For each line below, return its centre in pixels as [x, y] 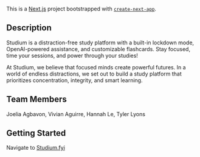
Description [29, 28]
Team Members [36, 99]
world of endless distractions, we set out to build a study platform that [94, 74]
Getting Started [36, 133]
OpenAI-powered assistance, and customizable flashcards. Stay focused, [98, 49]
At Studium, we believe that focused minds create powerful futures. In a [96, 67]
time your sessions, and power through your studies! [72, 55]
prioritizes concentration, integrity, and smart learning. [74, 80]
